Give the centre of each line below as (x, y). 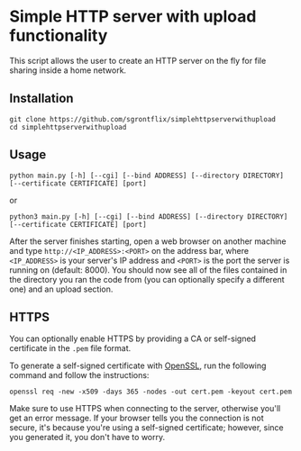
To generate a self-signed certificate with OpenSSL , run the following (138, 365)
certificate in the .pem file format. (70, 348)
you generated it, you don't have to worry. (87, 437)
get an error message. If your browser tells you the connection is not (137, 418)
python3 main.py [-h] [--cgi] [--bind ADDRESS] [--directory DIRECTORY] (149, 216)
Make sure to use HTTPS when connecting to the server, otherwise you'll (145, 409)
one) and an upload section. (61, 289)
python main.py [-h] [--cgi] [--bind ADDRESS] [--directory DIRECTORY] (146, 176)
